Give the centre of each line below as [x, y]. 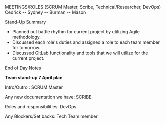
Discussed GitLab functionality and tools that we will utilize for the [80, 53]
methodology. [27, 37]
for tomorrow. [26, 48]
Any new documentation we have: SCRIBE [48, 97]
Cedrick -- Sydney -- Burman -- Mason [46, 12]
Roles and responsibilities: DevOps [41, 106]
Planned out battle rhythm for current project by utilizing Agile [76, 32]
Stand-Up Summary [26, 22]
